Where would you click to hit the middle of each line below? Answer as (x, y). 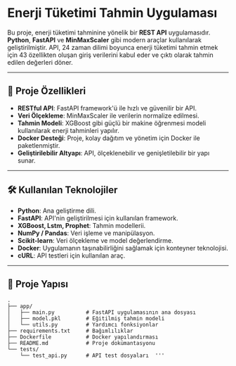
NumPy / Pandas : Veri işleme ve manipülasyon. (86, 233)
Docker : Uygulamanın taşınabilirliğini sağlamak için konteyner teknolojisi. (123, 248)
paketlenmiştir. (39, 145)
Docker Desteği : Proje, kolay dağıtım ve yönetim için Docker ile (109, 138)
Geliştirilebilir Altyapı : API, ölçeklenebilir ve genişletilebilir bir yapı (113, 153)
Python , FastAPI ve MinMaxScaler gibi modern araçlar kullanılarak (105, 39)
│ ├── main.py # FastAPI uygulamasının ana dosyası (102, 313)
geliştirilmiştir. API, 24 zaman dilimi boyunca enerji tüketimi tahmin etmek (113, 47)
